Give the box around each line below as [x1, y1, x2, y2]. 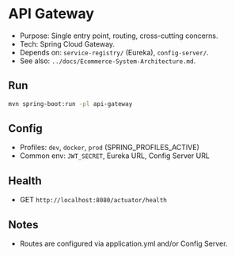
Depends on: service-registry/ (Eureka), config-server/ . [19, 47, 210, 57]
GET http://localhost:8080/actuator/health [19, 195, 168, 205]
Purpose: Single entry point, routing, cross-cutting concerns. [19, 31, 218, 40]
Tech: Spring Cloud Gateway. [19, 39, 116, 48]
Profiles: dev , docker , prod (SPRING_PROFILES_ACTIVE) [19, 143, 200, 152]
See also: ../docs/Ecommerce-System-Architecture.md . [19, 56, 196, 66]
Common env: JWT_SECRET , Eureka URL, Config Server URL [19, 151, 210, 160]
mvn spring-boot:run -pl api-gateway [8, 100, 133, 107]
